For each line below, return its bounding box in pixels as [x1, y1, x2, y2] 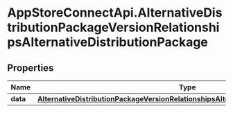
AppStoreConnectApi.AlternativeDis [7, 5, 223, 21]
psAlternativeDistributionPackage [7, 35, 208, 50]
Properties [7, 62, 54, 73]
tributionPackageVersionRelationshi [7, 19, 220, 35]
